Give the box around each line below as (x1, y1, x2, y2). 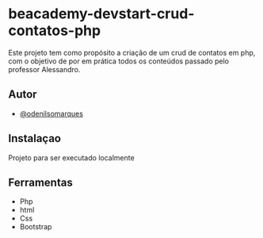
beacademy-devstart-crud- (8, 5, 195, 23)
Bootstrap (19, 222, 52, 232)
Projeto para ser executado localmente (8, 152, 135, 163)
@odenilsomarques (19, 109, 83, 118)
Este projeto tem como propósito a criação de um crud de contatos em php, (8, 48, 256, 57)
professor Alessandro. (8, 64, 81, 74)
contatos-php (8, 21, 101, 40)
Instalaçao (8, 132, 62, 145)
